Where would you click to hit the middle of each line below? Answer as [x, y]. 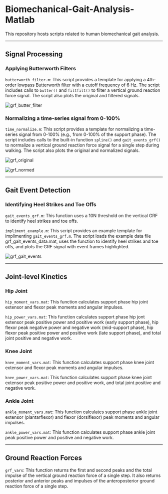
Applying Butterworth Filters [41, 69]
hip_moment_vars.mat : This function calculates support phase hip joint [77, 302]
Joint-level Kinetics [36, 277]
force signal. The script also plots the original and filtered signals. [72, 95]
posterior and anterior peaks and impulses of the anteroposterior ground [80, 480]
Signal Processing [34, 54]
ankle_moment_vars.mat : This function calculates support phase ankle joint [81, 412]
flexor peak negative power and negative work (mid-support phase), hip [79, 327]
